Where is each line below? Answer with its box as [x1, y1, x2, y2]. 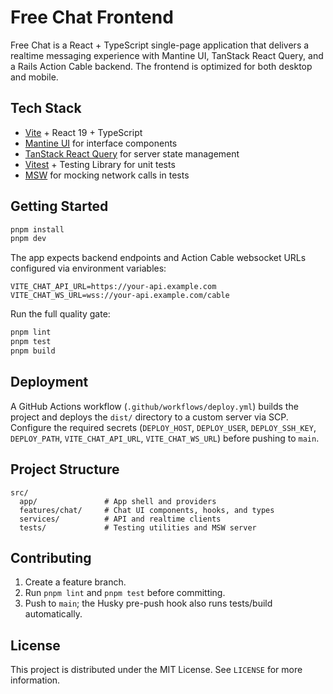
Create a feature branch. [24, 576, 127, 588]
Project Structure [10, 461, 120, 478]
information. [10, 674, 61, 686]
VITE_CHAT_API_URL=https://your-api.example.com [10, 282, 217, 292]
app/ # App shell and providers [19, 496, 217, 506]
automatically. [24, 608, 83, 620]
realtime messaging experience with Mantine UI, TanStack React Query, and [10, 49, 324, 61]
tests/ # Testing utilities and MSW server [19, 522, 257, 533]
